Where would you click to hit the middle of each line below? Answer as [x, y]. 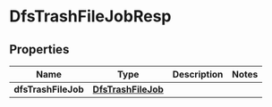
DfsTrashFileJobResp [90, 16]
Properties [39, 49]
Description [198, 74]
